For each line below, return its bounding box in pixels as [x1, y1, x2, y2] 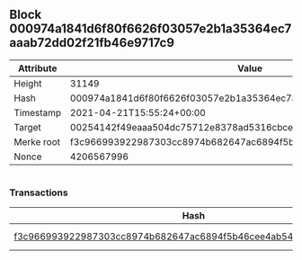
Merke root [13, 135, 61, 148]
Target [13, 121, 42, 133]
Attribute [17, 62, 58, 75]
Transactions [9, 186, 69, 199]
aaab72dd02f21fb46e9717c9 [9, 35, 175, 50]
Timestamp [13, 106, 62, 119]
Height [13, 76, 42, 89]
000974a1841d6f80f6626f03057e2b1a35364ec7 [9, 22, 292, 37]
